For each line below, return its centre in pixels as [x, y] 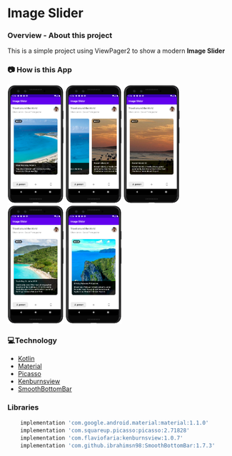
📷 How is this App [40, 70]
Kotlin [26, 358]
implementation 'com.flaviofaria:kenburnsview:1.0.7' [102, 438]
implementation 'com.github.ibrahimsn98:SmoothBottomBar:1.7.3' [118, 445]
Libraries [23, 407]
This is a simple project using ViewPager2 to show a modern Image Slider [116, 51]
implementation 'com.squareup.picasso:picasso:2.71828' [105, 431]
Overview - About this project [60, 36]
